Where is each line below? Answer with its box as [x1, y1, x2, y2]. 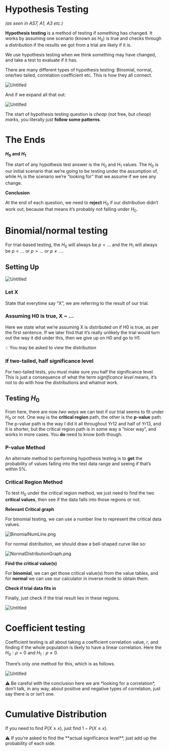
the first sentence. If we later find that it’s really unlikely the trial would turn [5, 329, 160, 335]
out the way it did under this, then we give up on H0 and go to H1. [5, 335, 141, 341]
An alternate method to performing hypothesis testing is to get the [5, 456, 142, 462]
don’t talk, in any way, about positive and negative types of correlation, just [5, 686, 161, 692]
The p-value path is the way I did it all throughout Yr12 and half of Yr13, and [5, 420, 161, 426]
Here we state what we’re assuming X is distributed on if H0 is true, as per [5, 324, 159, 330]
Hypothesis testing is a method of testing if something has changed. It [5, 30, 152, 36]
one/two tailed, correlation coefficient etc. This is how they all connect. [5, 72, 152, 78]
